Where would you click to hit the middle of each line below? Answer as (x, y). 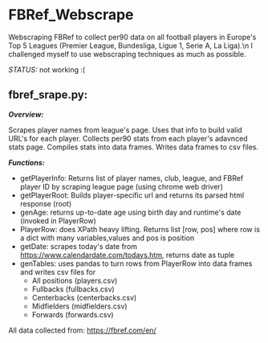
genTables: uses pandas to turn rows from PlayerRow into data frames (136, 263)
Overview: (26, 114)
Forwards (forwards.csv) (73, 314)
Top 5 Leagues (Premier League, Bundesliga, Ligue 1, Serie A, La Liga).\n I (131, 45)
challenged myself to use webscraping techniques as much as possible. (127, 54)
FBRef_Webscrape (71, 15)
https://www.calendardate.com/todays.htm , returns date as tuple (127, 255)
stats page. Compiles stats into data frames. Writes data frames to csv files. (134, 147)
